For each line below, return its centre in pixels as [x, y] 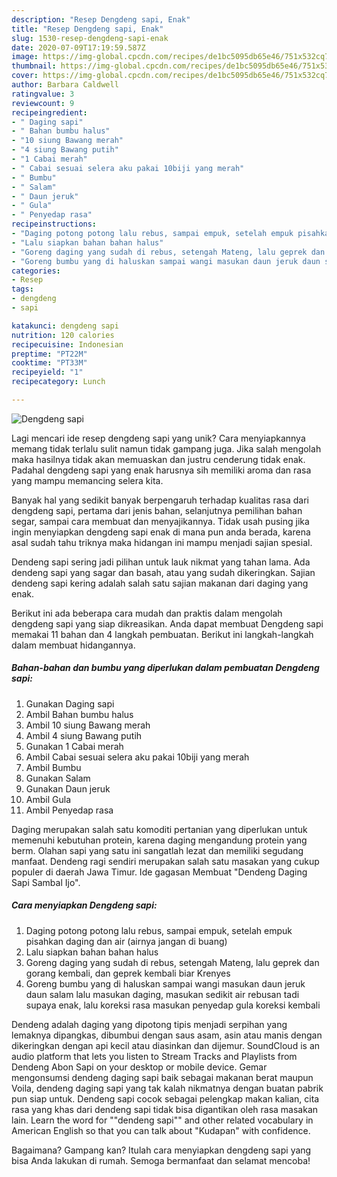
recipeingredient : [49, 112]
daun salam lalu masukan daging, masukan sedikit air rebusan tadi [162, 994]
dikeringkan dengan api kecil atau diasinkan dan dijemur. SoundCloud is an [166, 1045]
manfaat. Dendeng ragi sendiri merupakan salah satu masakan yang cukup [165, 861]
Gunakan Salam [58, 778]
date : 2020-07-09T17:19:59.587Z [78, 47]
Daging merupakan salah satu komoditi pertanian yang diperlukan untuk [159, 829]
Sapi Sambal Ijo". [46, 882]
